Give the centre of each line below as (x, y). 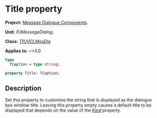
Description (23, 88)
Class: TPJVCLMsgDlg (28, 41)
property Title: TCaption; (32, 73)
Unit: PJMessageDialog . (29, 32)
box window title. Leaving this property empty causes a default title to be (78, 105)
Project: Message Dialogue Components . (47, 22)
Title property (34, 9)
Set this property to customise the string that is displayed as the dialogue (78, 100)
